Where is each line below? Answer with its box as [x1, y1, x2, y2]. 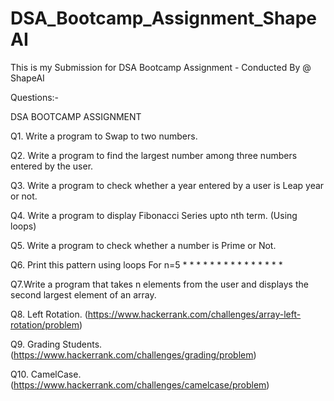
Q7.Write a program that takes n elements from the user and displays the [10, 278, 309, 290]
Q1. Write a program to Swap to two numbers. [10, 130, 198, 142]
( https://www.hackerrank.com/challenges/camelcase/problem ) [10, 378, 270, 391]
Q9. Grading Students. [10, 338, 103, 350]
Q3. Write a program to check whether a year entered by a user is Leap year [10, 179, 325, 191]
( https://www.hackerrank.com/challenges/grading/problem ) [10, 348, 257, 361]
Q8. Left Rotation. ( [10, 308, 88, 320]
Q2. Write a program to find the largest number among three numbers [10, 149, 298, 161]
